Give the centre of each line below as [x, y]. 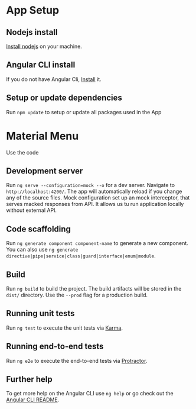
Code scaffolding [38, 229]
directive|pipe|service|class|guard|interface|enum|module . [81, 256]
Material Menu [43, 136]
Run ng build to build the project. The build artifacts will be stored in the [94, 289]
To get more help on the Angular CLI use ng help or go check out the [90, 394]
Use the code [22, 152]
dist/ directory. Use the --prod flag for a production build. [77, 295]
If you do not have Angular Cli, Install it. [54, 79]
